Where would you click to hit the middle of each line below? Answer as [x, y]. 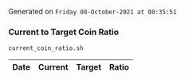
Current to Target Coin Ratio [64, 32]
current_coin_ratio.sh [46, 48]
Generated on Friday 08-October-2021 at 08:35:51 [92, 11]
